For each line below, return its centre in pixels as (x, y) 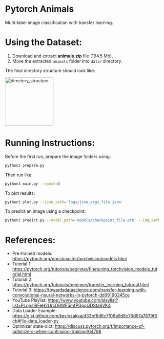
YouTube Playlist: (29, 300)
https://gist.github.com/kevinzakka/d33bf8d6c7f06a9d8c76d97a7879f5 (85, 316)
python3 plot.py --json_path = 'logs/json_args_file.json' (64, 202)
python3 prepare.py (25, 165)
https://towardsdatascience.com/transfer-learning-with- (90, 290)
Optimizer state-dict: (33, 326)
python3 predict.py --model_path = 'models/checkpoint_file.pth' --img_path (83, 220)
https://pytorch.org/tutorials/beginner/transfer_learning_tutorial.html (81, 285)
